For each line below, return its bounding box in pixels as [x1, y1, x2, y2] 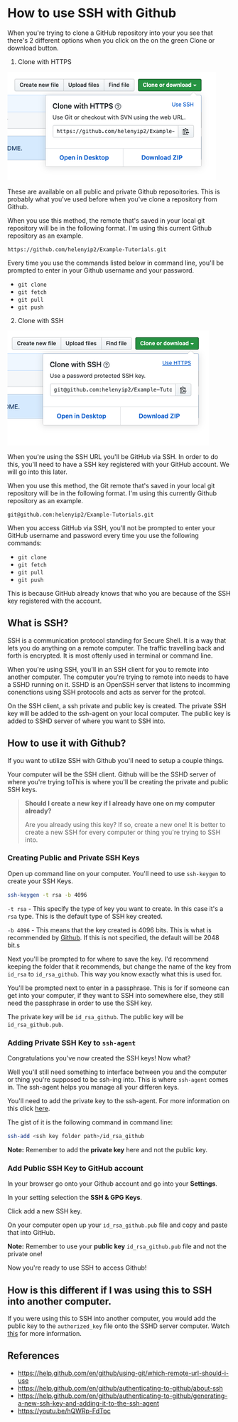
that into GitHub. [7, 1228, 55, 1237]
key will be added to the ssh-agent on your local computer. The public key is [7, 709, 231, 717]
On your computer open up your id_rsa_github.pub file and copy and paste [7, 1221, 228, 1229]
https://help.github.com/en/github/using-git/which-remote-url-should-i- [17, 1369, 229, 1377]
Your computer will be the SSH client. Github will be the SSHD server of [7, 770, 217, 779]
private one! [7, 1250, 43, 1258]
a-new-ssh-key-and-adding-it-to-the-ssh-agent [17, 1399, 160, 1407]
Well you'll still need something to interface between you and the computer [7, 1068, 227, 1076]
